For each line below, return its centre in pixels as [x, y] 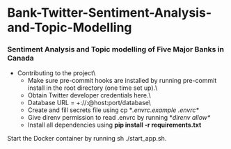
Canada [21, 58]
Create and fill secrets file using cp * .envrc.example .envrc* [113, 110]
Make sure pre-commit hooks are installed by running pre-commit [122, 81]
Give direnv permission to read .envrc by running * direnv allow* [119, 118]
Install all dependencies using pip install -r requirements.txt [114, 125]
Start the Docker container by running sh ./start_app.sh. [87, 139]
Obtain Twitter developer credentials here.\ [89, 95]
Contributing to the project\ [56, 73]
